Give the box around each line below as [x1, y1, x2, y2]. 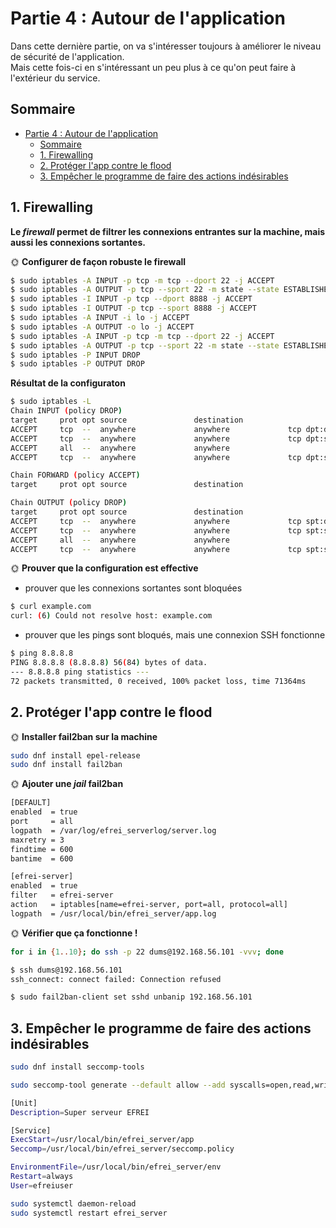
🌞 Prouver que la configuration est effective [10, 562, 199, 574]
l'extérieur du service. [10, 72, 101, 84]
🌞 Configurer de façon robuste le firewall [10, 255, 187, 267]
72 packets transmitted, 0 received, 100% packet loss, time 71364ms [10, 676, 307, 686]
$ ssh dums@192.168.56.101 [10, 965, 123, 975]
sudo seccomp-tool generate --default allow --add [10, 1080, 226, 1090]
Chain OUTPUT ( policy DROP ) [10, 498, 128, 508]
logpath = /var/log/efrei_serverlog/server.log [10, 825, 217, 836]
